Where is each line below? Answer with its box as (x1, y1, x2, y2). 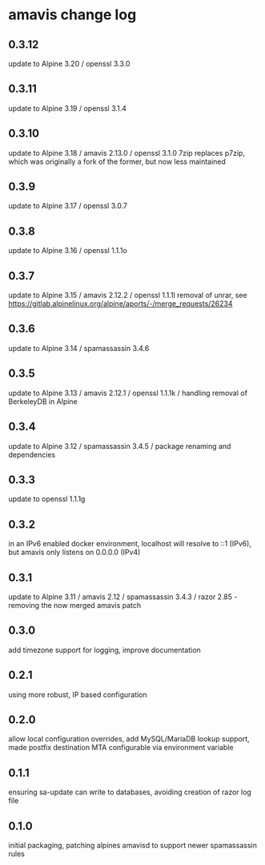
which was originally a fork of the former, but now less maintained (8, 157, 227, 166)
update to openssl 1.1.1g (8, 494, 86, 504)
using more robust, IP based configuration (8, 689, 148, 700)
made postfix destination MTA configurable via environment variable (8, 743, 234, 753)
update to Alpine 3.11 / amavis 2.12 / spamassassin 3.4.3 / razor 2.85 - (8, 592, 238, 602)
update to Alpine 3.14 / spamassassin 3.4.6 (8, 343, 150, 353)
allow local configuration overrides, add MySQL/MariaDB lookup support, (8, 734, 250, 744)
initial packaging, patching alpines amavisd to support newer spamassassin (8, 841, 258, 850)
